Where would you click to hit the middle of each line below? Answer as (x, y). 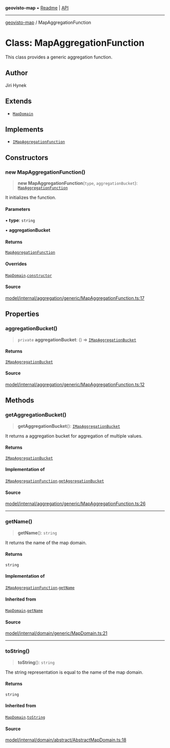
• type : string (20, 221)
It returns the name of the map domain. (46, 542)
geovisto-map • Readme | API (37, 8)
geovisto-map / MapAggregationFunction (48, 22)
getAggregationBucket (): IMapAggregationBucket (69, 426)
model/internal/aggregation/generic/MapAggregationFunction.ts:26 (75, 504)
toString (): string (36, 662)
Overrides (16, 264)
